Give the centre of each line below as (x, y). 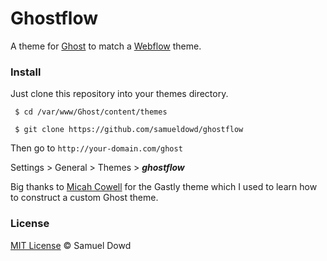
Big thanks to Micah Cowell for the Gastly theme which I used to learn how (164, 187)
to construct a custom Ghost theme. (84, 198)
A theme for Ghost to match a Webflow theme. (106, 46)
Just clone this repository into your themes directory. (119, 94)
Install (26, 72)
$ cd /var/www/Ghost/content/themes (91, 112)
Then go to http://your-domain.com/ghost (96, 148)
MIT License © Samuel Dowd (71, 245)
